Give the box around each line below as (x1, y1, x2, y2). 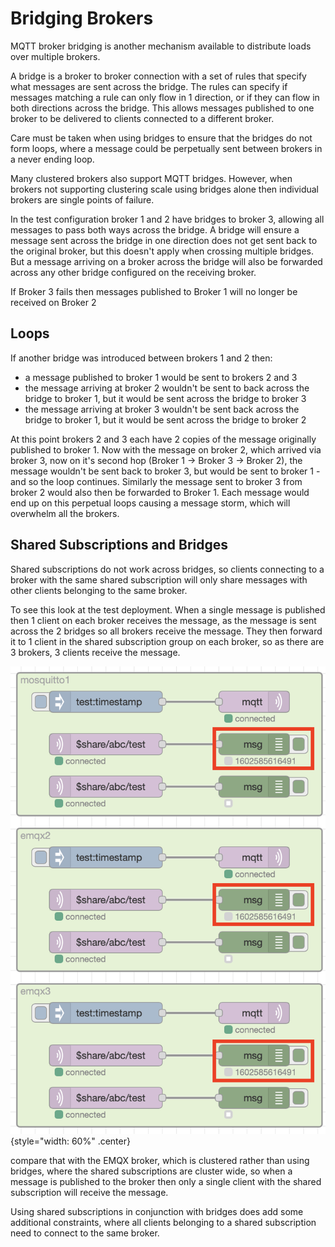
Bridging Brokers (10, 7, 154, 30)
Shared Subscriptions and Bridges (10, 537, 229, 554)
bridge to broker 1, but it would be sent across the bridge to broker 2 (24, 413, 307, 426)
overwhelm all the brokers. (10, 507, 120, 519)
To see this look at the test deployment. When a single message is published (10, 603, 326, 616)
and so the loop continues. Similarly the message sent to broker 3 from (10, 475, 303, 487)
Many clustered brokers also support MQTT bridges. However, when (10, 172, 293, 184)
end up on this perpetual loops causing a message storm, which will (10, 497, 291, 509)
